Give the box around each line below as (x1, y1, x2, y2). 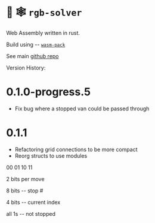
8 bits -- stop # (6, 187, 44, 194)
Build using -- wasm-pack (6, 41, 66, 48)
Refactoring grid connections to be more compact (14, 146, 138, 153)
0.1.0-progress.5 (6, 85, 91, 99)
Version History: (6, 64, 46, 71)
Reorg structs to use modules (14, 152, 88, 159)
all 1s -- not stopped (6, 210, 55, 217)
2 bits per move (6, 175, 45, 182)
